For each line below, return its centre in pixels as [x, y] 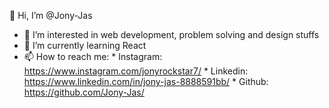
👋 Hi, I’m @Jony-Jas [51, 15]
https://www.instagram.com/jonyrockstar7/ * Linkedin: [136, 71]
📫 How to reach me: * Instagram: [93, 56]
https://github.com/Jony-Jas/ [84, 92]
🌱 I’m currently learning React [85, 45]
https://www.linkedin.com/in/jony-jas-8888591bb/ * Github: [146, 81]
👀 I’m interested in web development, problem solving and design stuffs [171, 34]
